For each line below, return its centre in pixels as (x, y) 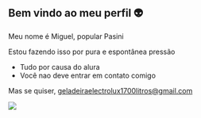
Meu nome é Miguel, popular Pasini (66, 36)
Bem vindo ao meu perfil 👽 (76, 13)
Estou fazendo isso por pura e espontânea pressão (92, 51)
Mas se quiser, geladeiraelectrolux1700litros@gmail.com (100, 90)
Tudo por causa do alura (60, 67)
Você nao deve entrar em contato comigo (88, 75)
